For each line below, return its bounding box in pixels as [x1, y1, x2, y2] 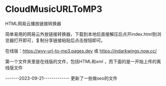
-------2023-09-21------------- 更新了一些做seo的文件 [5, 75, 118, 81]
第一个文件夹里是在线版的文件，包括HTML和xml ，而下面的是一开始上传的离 [5, 58, 162, 64]
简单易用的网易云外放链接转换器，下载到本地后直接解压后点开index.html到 [5, 31, 158, 37]
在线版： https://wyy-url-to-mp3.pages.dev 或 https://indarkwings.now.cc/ [5, 48, 157, 54]
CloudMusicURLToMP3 [5, 3, 102, 15]
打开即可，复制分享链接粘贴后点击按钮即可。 [13, 37, 105, 43]
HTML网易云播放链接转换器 [5, 20, 62, 26]
